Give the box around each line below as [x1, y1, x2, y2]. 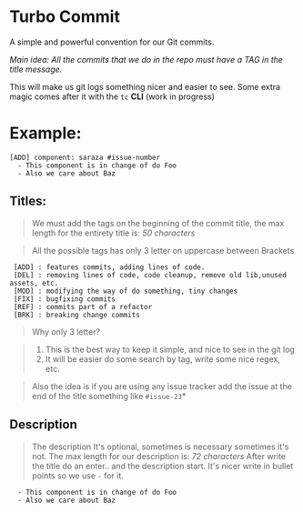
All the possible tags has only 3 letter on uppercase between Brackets [31, 245, 295, 256]
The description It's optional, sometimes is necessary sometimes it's [31, 441, 289, 452]
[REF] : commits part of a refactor [13, 302, 153, 311]
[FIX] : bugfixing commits [13, 294, 116, 304]
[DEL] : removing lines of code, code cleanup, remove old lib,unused [13, 270, 287, 279]
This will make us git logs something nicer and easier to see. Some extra [9, 81, 280, 92]
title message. [9, 64, 63, 75]
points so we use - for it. [31, 470, 125, 481]
